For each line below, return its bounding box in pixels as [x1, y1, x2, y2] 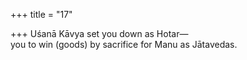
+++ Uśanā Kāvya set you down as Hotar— [10, 28, 189, 39]
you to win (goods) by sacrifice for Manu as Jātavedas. [10, 39, 238, 50]
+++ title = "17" [10, 9, 73, 20]
